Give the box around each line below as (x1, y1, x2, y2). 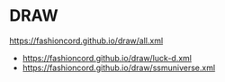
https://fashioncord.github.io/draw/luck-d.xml (22, 52, 192, 63)
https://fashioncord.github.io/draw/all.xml (9, 35, 164, 46)
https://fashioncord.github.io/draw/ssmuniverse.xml (22, 62, 216, 73)
